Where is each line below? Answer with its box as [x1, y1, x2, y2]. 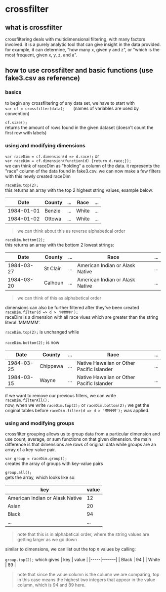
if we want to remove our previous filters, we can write [5, 392, 116, 398]
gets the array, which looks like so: [5, 474, 76, 480]
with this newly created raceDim [5, 173, 71, 179]
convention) [5, 110, 30, 117]
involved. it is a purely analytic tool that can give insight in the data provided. [5, 42, 161, 47]
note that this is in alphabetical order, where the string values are [17, 531, 150, 537]
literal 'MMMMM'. [5, 319, 41, 325]
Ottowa [44, 215, 62, 222]
